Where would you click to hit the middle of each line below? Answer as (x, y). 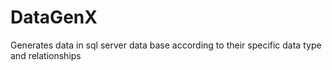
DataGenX (54, 17)
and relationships (46, 55)
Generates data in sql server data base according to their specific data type (166, 45)
